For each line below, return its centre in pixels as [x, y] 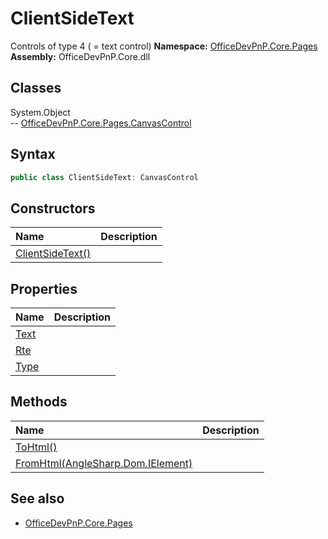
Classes [36, 88]
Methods [39, 402]
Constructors [53, 208]
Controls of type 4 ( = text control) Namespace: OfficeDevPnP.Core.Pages [164, 46]
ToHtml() [36, 447]
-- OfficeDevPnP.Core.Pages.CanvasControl [101, 123]
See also [37, 498]
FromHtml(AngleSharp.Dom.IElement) [104, 463]
